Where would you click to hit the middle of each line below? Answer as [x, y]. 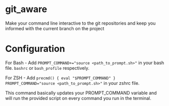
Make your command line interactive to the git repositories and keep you [80, 23]
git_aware [26, 9]
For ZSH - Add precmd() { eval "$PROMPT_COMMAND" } [61, 78]
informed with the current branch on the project [55, 28]
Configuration [35, 49]
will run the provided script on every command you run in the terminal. [78, 98]
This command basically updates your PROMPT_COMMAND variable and [81, 93]
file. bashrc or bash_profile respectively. [47, 68]
